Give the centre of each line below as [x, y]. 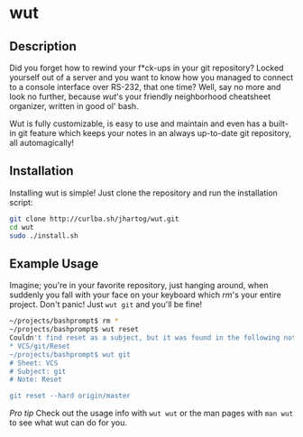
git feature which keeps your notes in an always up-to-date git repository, [154, 133]
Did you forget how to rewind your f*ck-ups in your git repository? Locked [147, 68]
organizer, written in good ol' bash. [74, 106]
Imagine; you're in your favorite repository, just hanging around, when [139, 286]
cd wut [22, 227]
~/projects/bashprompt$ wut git [70, 354]
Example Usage [54, 264]
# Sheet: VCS [34, 363]
